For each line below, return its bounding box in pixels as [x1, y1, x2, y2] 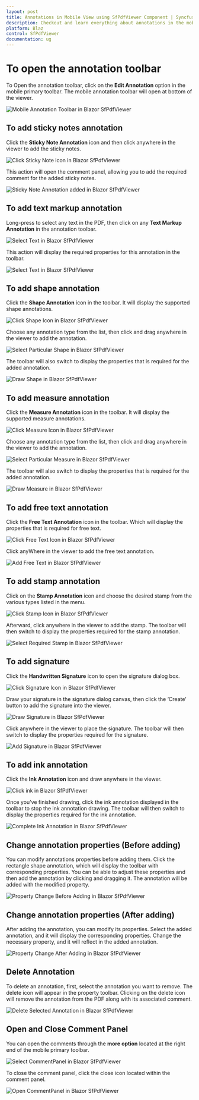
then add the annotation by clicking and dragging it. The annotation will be [6, 875, 188, 882]
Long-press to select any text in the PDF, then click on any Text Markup [6, 219, 182, 226]
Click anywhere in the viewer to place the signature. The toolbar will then [6, 725, 184, 732]
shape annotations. [6, 306, 53, 313]
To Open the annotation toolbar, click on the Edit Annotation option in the [6, 81, 185, 89]
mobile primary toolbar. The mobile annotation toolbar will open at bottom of [6, 87, 192, 95]
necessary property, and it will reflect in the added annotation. [6, 938, 158, 945]
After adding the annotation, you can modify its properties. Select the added [6, 926, 192, 933]
